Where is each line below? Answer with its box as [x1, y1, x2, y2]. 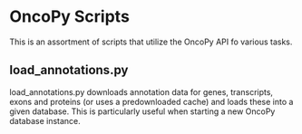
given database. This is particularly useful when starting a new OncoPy [9, 106, 276, 117]
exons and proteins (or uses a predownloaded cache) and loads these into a [9, 96, 294, 107]
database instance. [9, 115, 82, 126]
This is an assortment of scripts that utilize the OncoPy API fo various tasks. [9, 36, 293, 47]
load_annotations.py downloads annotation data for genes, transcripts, [9, 86, 274, 97]
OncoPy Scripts [9, 6, 130, 27]
